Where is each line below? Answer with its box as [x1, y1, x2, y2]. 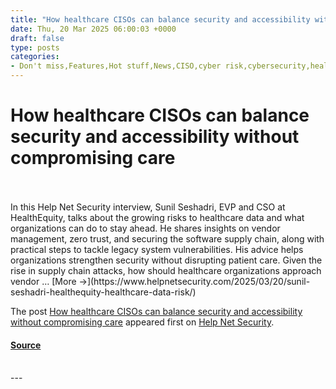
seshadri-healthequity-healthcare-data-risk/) [10, 286, 197, 298]
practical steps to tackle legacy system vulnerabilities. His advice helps [10, 243, 304, 255]
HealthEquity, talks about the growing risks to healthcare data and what [10, 211, 305, 223]
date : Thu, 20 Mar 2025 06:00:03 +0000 [10, 24, 177, 34]
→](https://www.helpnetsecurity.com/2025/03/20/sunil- [78, 275, 311, 287]
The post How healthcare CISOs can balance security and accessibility [10, 305, 303, 317]
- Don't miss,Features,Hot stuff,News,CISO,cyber [10, 61, 222, 71]
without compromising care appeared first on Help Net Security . [10, 316, 275, 328]
